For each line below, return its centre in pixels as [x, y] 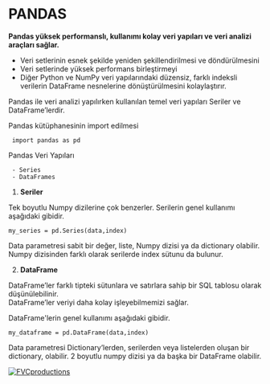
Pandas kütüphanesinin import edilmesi [74, 125]
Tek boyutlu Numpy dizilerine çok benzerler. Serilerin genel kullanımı [122, 207]
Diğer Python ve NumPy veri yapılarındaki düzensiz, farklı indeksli [129, 77]
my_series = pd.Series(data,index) [68, 231]
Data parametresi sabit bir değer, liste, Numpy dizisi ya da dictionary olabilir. [134, 245]
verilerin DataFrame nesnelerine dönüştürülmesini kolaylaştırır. [123, 86]
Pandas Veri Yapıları [41, 155]
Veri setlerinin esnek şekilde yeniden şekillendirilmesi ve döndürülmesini [139, 60]
